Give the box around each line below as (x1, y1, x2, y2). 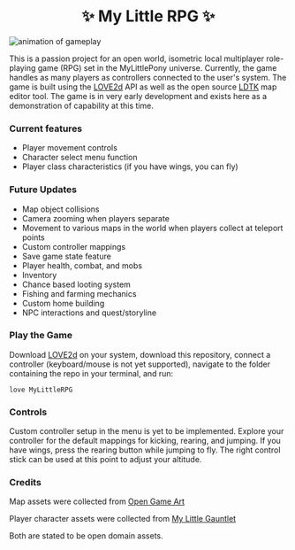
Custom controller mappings (21, 241, 126, 252)
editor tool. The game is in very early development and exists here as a (9, 90, 268, 101)
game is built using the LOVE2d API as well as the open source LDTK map (9, 81, 277, 92)
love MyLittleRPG (9, 385, 73, 394)
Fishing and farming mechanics (21, 288, 137, 298)
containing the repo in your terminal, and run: (9, 368, 174, 378)
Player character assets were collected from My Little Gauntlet (9, 514, 237, 524)
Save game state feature (21, 251, 112, 261)
